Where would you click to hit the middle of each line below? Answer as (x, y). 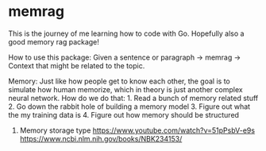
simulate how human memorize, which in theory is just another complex (126, 89)
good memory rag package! (54, 41)
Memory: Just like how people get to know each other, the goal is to (119, 81)
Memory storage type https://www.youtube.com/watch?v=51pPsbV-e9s (137, 130)
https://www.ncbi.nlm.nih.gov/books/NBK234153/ (101, 138)
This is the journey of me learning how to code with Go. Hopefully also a (126, 33)
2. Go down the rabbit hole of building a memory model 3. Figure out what (129, 106)
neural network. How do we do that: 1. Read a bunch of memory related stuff (133, 98)
